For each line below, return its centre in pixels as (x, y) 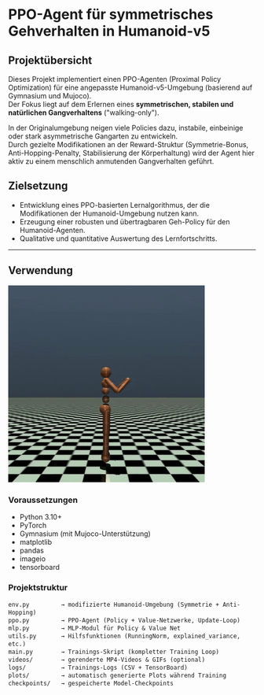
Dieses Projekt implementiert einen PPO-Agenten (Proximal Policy (115, 79)
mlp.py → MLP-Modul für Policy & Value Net (94, 628)
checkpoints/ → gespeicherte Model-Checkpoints (91, 684)
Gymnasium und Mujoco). (50, 96)
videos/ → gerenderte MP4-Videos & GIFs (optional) (107, 660)
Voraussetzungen (43, 500)
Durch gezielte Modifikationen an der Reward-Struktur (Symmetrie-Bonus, (128, 144)
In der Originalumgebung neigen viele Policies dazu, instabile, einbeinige (126, 128)
